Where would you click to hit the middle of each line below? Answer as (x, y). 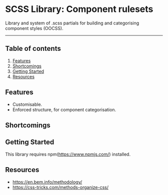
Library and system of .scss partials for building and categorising (72, 23)
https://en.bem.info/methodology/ (47, 182)
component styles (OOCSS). (34, 28)
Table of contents (33, 49)
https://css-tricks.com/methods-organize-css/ (60, 187)
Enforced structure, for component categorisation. (64, 109)
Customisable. (27, 104)
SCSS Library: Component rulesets (79, 9)
